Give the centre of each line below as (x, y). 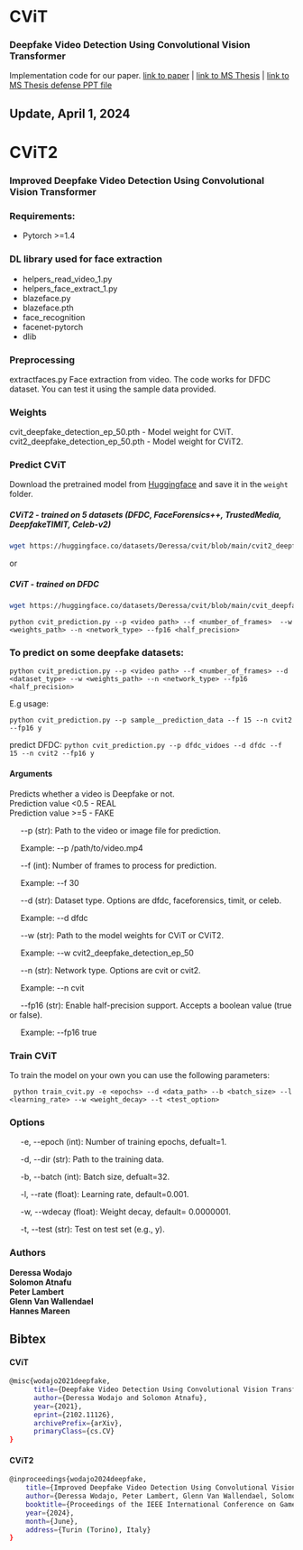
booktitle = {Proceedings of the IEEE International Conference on (151, 1504)
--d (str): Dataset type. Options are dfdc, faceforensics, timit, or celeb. (151, 900)
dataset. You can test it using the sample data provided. (113, 389)
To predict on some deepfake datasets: (97, 653)
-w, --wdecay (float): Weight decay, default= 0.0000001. (126, 1212)
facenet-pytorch (53, 327)
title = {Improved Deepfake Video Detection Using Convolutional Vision (161, 1488)
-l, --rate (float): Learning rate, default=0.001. (105, 1195)
